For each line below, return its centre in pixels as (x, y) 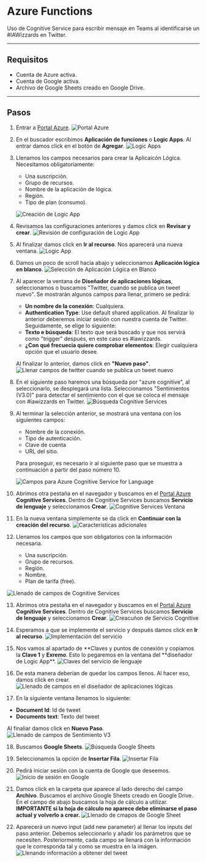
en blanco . (29, 269)
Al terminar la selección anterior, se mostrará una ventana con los (98, 413)
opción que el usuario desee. (61, 351)
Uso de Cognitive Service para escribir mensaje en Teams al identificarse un (103, 28)
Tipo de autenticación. (53, 438)
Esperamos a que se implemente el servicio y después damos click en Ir (107, 630)
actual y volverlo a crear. (48, 815)
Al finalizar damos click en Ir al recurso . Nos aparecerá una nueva (99, 244)
